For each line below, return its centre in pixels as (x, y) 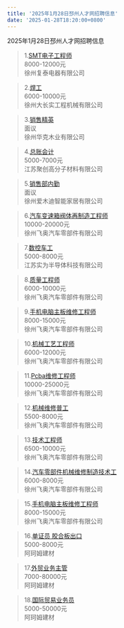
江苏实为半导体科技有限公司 (63, 264)
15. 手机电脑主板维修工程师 (61, 503)
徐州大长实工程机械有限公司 (63, 105)
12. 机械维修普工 (46, 407)
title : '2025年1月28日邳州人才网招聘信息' (63, 14)
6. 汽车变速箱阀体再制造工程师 (66, 215)
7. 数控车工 (39, 247)
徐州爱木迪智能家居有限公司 (63, 201)
